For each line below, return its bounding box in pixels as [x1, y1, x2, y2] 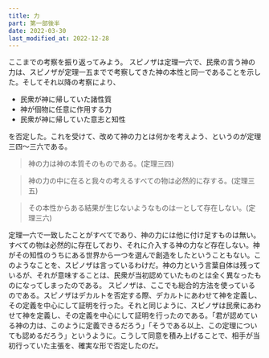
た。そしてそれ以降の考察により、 [8, 77, 120, 87]
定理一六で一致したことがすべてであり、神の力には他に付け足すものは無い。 [8, 230, 261, 240]
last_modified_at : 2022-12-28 [8, 34, 110, 43]
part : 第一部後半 [8, 19, 60, 27]
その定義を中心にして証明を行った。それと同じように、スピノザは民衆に [8, 301, 247, 311]
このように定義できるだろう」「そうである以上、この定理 [50, 321, 237, 331]
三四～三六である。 [8, 142, 72, 151]
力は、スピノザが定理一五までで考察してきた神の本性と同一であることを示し [8, 68, 262, 77]
